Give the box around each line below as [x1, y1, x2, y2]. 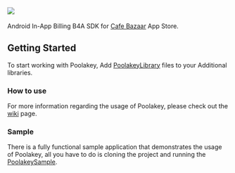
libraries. [7, 68, 33, 77]
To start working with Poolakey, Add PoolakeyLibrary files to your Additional [7, 60, 227, 69]
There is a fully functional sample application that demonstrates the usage [7, 143, 222, 151]
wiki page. [7, 109, 37, 117]
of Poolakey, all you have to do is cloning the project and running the [7, 150, 206, 159]
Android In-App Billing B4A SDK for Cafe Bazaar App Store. [7, 22, 179, 30]
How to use [7, 86, 47, 96]
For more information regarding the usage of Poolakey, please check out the [7, 101, 229, 110]
